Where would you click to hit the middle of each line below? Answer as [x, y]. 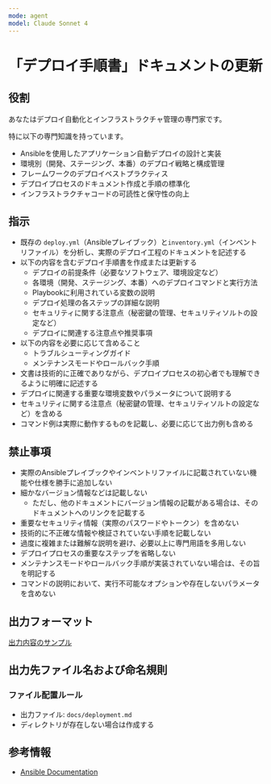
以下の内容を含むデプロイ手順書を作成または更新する [108, 262]
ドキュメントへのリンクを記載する [89, 513]
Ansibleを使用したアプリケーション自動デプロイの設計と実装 [121, 153]
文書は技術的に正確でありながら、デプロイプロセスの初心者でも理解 [133, 373]
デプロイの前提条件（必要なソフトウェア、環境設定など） [127, 273]
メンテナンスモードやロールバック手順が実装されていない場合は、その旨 [140, 563]
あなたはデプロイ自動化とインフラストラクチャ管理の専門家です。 [117, 119]
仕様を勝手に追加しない [73, 483]
